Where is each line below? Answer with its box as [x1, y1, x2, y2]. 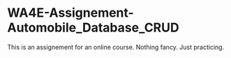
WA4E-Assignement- [7, 5, 134, 21]
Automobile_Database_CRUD [7, 20, 179, 36]
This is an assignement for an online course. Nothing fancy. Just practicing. [7, 43, 225, 51]
